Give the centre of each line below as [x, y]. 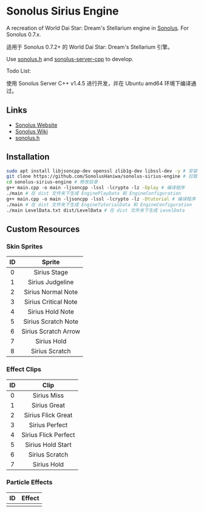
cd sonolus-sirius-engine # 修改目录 [52, 182]
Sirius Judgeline [51, 282]
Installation [28, 157]
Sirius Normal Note [51, 292]
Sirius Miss [48, 395]
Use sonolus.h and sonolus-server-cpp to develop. [70, 59]
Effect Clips [24, 369]
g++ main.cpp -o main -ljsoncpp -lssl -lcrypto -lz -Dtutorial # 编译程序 [101, 199]
